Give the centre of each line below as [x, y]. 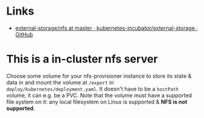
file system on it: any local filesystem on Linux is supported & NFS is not [97, 102]
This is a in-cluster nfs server [82, 59]
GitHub [24, 34]
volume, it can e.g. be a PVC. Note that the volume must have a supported [99, 95]
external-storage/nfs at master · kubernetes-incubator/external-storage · [107, 28]
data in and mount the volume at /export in [60, 82]
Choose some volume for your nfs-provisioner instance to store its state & [99, 76]
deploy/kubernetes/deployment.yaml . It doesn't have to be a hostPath [93, 89]
